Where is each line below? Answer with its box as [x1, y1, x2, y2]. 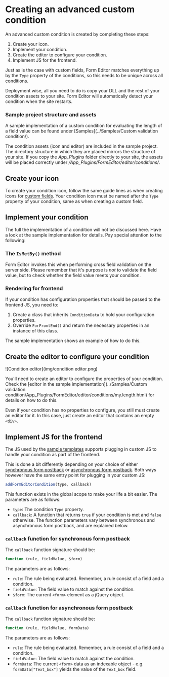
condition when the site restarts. [5, 98, 73, 105]
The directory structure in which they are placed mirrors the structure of [5, 149, 156, 155]
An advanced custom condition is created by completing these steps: [5, 31, 150, 37]
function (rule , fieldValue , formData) [5, 626, 90, 631]
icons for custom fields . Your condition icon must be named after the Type [5, 193, 159, 199]
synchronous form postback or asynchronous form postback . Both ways [5, 467, 157, 473]
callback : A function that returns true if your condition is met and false [12, 512, 162, 518]
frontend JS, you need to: [5, 302, 59, 308]
